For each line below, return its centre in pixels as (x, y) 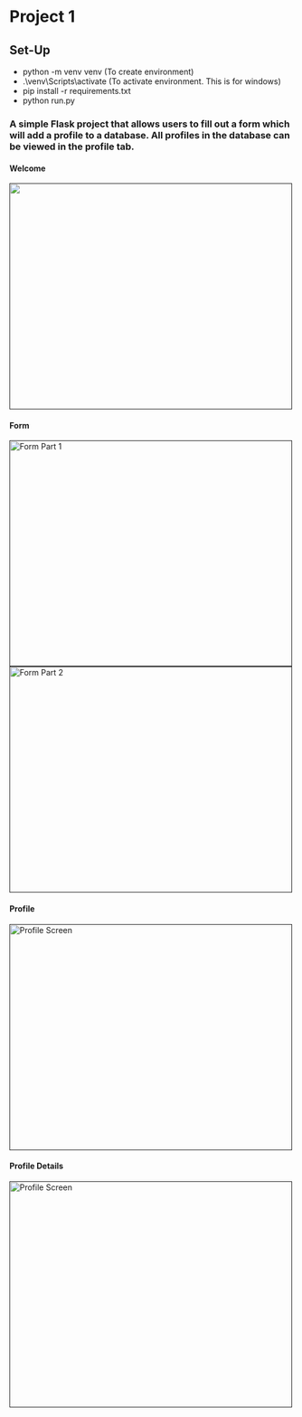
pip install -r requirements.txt (76, 91)
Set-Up (30, 50)
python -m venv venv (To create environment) (108, 71)
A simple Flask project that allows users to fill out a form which (150, 124)
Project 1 (42, 17)
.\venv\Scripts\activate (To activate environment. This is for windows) (152, 81)
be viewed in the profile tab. (72, 146)
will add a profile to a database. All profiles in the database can (150, 135)
